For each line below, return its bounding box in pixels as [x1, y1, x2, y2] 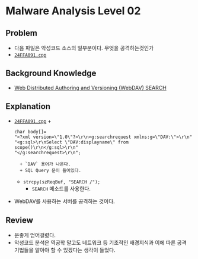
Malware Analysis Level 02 [5, 4, 141, 18]
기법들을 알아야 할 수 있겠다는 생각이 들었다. [14, 246, 116, 254]
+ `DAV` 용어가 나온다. [20, 161, 71, 167]
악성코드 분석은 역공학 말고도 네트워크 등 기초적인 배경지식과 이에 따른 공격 [14, 239, 187, 246]
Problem [5, 28, 38, 38]
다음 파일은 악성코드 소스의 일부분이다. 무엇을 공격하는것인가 [14, 45, 154, 51]
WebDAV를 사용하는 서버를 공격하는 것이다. [14, 198, 115, 205]
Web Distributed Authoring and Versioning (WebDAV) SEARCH [14, 84, 167, 91]
